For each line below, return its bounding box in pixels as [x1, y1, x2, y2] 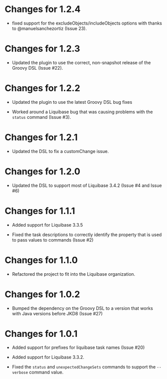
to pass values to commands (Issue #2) [12, 237, 94, 243]
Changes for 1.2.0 [5, 165, 81, 177]
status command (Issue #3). [12, 114, 71, 120]
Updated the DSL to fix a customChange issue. [12, 148, 109, 154]
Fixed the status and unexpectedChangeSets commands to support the [12, 364, 156, 370]
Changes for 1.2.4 [5, 4, 81, 15]
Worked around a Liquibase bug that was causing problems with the [12, 109, 153, 115]
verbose [12, 370, 28, 375]
